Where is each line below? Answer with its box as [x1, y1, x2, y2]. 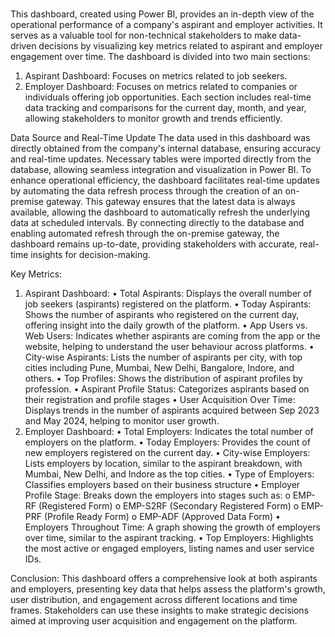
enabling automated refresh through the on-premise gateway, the [10, 228, 280, 240]
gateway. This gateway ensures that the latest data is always [45, 196, 296, 208]
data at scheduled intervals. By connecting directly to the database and [10, 217, 305, 229]
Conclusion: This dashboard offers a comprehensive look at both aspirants [10, 573, 318, 585]
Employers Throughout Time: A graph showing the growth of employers [24, 521, 321, 533]
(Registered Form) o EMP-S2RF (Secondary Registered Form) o [38, 500, 300, 512]
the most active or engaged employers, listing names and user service [24, 543, 315, 555]
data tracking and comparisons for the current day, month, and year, [24, 102, 307, 114]
